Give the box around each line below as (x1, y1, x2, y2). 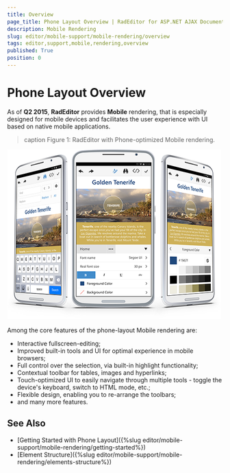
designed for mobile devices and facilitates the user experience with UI (7, 115, 208, 123)
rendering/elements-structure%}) (16, 457, 112, 466)
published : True (7, 47, 53, 54)
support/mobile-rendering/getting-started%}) (16, 443, 146, 451)
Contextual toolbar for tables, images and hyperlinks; (16, 368, 167, 377)
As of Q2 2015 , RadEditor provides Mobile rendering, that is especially (7, 107, 207, 116)
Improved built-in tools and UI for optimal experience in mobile (16, 347, 194, 355)
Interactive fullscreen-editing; (16, 339, 101, 347)
